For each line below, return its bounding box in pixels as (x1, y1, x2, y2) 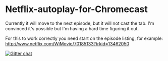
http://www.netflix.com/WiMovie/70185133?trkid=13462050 (5, 40, 130, 46)
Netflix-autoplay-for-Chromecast (5, 4, 148, 15)
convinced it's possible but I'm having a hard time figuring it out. (5, 25, 139, 31)
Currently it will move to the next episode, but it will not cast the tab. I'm (5, 20, 154, 26)
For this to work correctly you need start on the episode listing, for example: (5, 35, 163, 41)
